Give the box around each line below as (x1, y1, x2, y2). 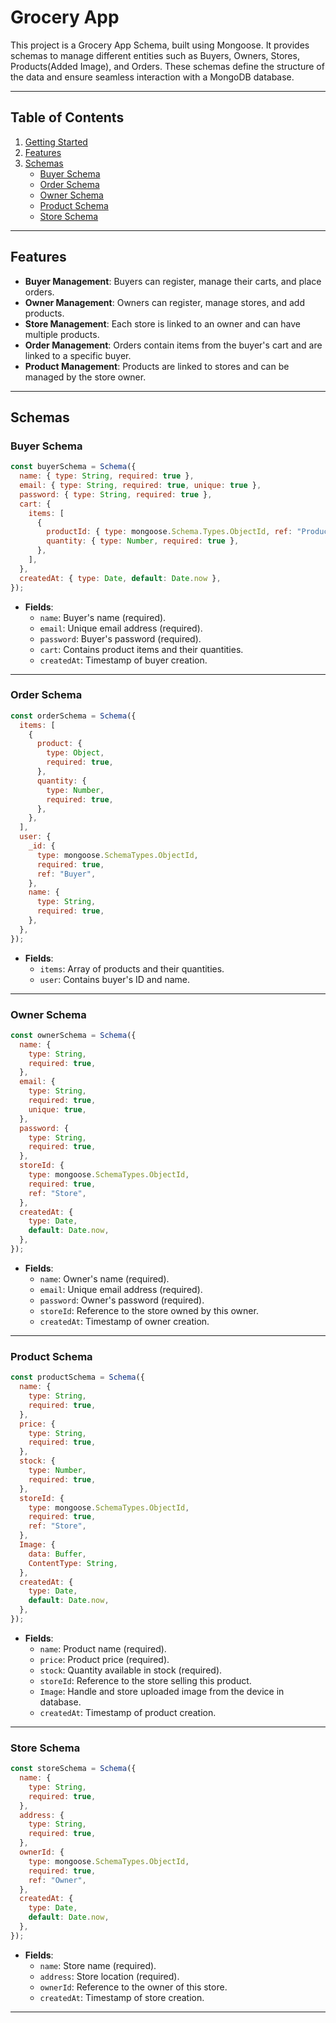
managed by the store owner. (24, 371, 147, 383)
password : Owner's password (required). (39, 1294, 205, 1306)
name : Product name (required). (39, 1642, 167, 1655)
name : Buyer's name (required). (39, 611, 167, 623)
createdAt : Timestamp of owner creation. (39, 1315, 210, 1327)
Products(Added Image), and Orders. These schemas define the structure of (10, 60, 325, 72)
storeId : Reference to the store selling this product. (39, 1674, 252, 1686)
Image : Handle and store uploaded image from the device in (39, 1685, 285, 1697)
